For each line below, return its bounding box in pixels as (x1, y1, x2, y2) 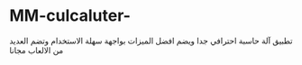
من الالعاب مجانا (9, 44, 64, 55)
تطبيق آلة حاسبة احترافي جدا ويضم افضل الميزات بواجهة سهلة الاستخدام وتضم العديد (9, 35, 293, 46)
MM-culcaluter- (9, 5, 131, 26)
